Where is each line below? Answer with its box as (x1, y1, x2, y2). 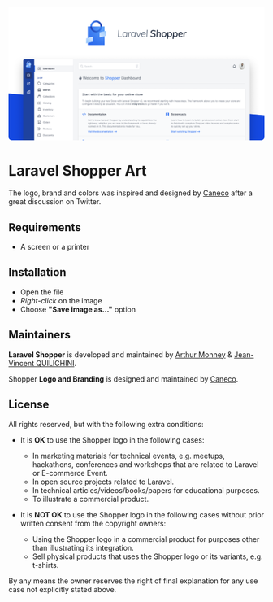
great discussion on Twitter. (8, 197, 102, 207)
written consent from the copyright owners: (19, 518, 167, 528)
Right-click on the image (19, 295, 103, 305)
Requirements (8, 220, 81, 234)
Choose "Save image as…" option (19, 304, 136, 314)
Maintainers (8, 328, 71, 342)
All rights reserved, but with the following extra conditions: (8, 419, 205, 429)
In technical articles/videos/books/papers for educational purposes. (32, 485, 260, 495)
